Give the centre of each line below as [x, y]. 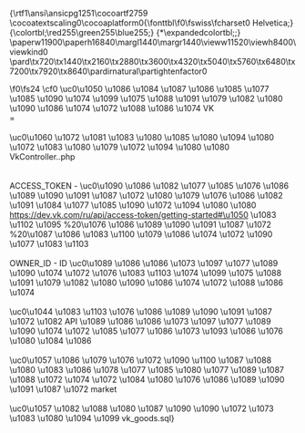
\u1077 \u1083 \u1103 [49, 244]
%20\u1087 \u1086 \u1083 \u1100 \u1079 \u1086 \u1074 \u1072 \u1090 [141, 234]
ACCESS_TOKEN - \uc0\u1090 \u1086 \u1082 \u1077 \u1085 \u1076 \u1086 [149, 186]
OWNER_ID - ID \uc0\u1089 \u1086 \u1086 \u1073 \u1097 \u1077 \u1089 [144, 263]
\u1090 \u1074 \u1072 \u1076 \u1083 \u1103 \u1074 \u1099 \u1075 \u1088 [146, 273]
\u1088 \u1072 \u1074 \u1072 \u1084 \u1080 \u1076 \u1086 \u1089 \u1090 [147, 379]
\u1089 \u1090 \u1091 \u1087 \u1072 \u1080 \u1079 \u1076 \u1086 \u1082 [147, 196]
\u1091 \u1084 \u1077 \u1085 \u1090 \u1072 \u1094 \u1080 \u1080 [133, 205]
